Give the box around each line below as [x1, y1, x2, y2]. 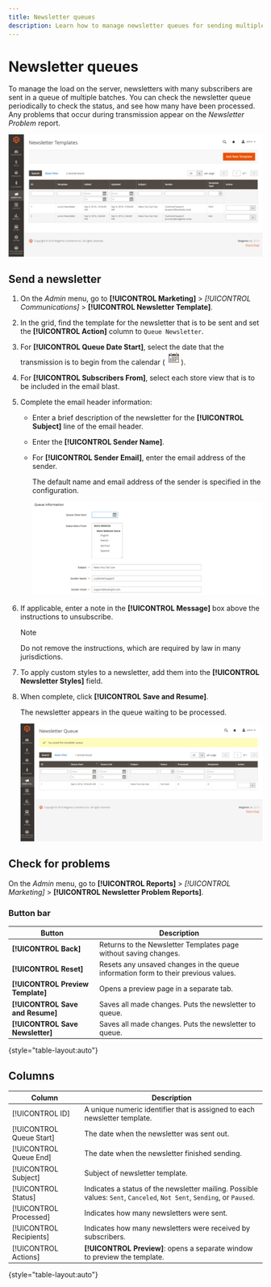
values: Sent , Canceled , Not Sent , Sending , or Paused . [84, 1192, 256, 1202]
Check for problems [8, 857, 110, 871]
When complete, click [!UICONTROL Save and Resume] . [19, 692, 209, 702]
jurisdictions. [19, 652, 63, 662]
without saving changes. [99, 948, 181, 958]
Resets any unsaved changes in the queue [99, 960, 240, 969]
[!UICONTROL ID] [11, 1108, 70, 1119]
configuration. [31, 486, 79, 496]
